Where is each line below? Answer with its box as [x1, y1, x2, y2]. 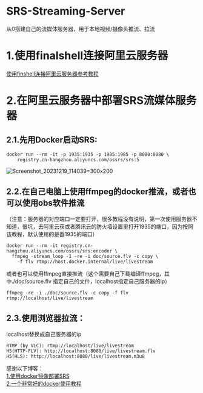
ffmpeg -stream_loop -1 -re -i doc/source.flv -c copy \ [12, 253, 159, 259]
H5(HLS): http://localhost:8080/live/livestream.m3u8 [6, 353, 145, 360]
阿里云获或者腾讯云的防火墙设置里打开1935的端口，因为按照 [43, 223, 194, 230]
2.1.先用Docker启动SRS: [6, 135, 98, 145]
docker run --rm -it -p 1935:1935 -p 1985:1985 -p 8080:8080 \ [6, 151, 170, 158]
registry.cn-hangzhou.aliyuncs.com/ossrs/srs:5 [17, 156, 139, 162]
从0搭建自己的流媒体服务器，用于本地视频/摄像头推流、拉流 [6, 25, 155, 32]
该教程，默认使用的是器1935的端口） [6, 230, 98, 238]
